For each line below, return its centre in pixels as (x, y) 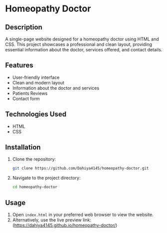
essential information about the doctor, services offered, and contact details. (84, 50)
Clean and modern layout (38, 82)
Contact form (26, 98)
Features (19, 65)
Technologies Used (36, 115)
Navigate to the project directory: (46, 178)
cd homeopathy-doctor (35, 187)
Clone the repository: (34, 159)
